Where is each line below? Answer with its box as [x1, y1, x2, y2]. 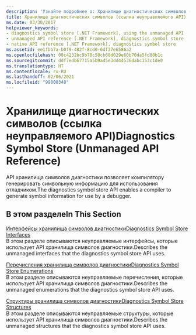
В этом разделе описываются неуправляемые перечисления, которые [6, 274, 183, 281]
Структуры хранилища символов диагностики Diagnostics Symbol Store [6, 297, 184, 305]
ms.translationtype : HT [6, 63, 64, 69]
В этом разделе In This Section [6, 209, 121, 220]
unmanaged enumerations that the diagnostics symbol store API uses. [6, 286, 174, 293]
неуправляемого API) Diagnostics [6, 129, 175, 143]
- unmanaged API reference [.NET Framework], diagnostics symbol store [6, 36, 184, 42]
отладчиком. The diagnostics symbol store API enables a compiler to [6, 186, 171, 193]
